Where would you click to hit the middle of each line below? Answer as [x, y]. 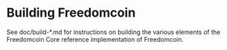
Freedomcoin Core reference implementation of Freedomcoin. [95, 39]
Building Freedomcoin [71, 13]
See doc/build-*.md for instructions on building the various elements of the [113, 32]
